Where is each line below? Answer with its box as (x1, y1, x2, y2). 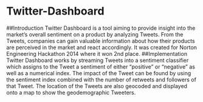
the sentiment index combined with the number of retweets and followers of (6, 76, 196, 83)
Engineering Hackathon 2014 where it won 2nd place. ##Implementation (6, 50, 187, 57)
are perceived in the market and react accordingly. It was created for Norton (6, 44, 198, 51)
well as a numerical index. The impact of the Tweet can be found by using (6, 69, 191, 76)
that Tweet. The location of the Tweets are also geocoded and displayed (6, 82, 187, 89)
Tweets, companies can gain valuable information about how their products (6, 37, 196, 44)
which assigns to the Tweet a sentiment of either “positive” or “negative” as (6, 63, 196, 70)
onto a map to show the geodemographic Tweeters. (6, 89, 136, 96)
